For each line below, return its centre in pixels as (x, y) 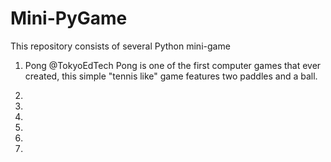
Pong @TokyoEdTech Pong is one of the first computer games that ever (173, 65)
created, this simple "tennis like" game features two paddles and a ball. (171, 76)
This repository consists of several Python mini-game (120, 46)
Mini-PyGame (69, 18)
